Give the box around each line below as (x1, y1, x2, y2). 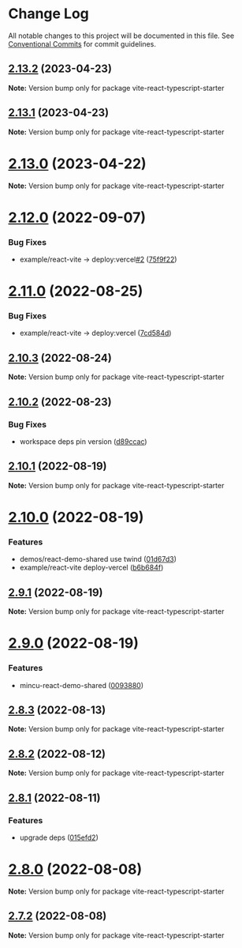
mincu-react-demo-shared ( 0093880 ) (19, 680, 144, 690)
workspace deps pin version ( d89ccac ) (19, 436, 147, 446)
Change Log (8, 5, 89, 23)
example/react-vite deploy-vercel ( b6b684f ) (19, 562, 164, 573)
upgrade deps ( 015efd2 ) (19, 833, 99, 842)
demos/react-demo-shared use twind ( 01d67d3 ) (19, 555, 177, 564)
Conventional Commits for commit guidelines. (8, 39, 156, 48)
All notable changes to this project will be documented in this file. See (8, 31, 235, 40)
